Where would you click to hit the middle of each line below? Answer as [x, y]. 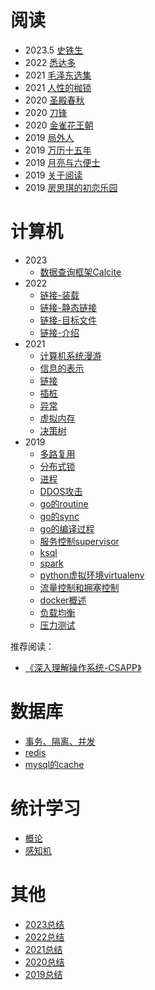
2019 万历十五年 [58, 150]
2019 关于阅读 [53, 175]
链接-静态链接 [68, 307]
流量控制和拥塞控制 [79, 587]
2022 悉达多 [50, 62]
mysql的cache [54, 764]
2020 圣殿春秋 [54, 100]
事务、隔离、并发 [60, 741]
